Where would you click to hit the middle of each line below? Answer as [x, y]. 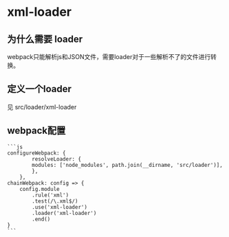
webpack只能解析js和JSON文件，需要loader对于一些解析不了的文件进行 [109, 57]
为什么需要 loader [45, 39]
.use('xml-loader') [60, 207]
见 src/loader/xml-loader [42, 106]
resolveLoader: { [56, 159]
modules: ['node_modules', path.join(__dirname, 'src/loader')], [128, 165]
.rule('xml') [51, 195]
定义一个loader [40, 89]
